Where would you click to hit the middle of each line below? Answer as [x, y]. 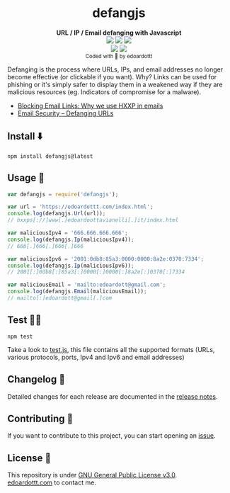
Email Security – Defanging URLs [65, 113]
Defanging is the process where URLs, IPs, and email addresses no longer [115, 69]
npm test [20, 336]
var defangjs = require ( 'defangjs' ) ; [63, 194]
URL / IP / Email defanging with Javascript [119, 33]
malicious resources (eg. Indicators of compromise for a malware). [104, 92]
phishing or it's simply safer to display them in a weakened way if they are [115, 84]
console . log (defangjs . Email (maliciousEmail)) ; [77, 292]
